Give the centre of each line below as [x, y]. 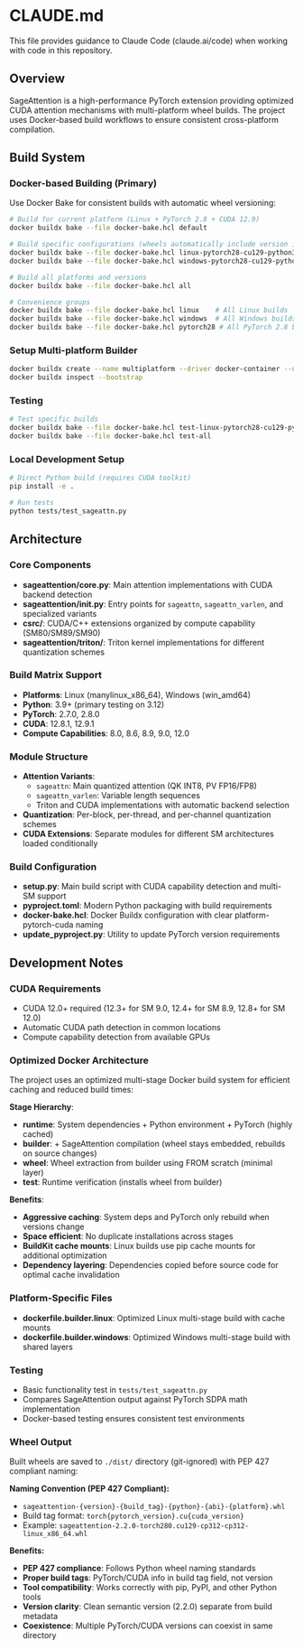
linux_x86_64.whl [55, 1534]
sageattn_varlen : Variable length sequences [118, 796]
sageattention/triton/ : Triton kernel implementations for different [143, 642]
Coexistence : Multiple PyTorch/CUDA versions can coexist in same [147, 1626]
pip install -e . [42, 487]
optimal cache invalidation [71, 1275]
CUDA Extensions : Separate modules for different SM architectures [148, 834]
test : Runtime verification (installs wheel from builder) [122, 1182]
